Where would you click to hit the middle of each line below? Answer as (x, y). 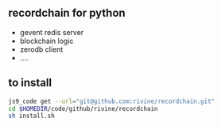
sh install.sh (32, 116)
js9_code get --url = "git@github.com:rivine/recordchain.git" (112, 101)
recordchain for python (67, 13)
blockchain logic (47, 41)
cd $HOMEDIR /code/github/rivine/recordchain (83, 108)
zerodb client (41, 49)
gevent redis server (52, 32)
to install (30, 83)
